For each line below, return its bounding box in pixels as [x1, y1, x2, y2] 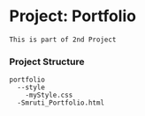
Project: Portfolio [9, 6, 137, 26]
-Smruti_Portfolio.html [17, 98, 104, 107]
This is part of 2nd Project [9, 35, 117, 44]
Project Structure [9, 55, 85, 68]
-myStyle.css [25, 91, 73, 100]
